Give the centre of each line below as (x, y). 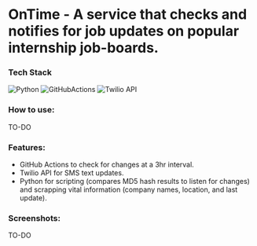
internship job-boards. (83, 48)
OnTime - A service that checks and (128, 15)
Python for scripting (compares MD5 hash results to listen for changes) (134, 182)
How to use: (31, 110)
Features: (27, 147)
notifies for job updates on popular (124, 31)
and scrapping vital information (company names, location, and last (128, 189)
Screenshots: (35, 218)
